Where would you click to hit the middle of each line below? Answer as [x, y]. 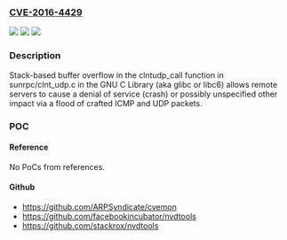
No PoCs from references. [57, 166]
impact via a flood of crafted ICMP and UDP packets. [106, 103]
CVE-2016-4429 [46, 12]
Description [35, 56]
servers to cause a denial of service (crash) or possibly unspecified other [143, 94]
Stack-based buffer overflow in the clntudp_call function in [116, 75]
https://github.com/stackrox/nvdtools [90, 225]
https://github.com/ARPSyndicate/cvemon [100, 206]
